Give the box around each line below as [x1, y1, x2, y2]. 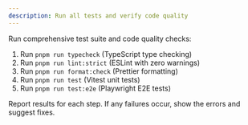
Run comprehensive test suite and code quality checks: [8, 34, 192, 43]
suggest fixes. [8, 107, 55, 117]
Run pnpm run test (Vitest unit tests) [19, 75, 140, 84]
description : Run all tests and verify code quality [8, 11, 189, 20]
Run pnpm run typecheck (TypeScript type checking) [19, 49, 193, 58]
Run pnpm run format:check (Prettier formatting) [19, 66, 179, 76]
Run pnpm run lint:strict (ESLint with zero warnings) [19, 58, 201, 67]
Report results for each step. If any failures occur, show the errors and [8, 99, 241, 108]
